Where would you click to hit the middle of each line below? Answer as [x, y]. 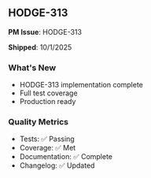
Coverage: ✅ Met [48, 148]
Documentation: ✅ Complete [66, 157]
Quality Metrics [39, 122]
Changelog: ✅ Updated [57, 165]
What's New [32, 68]
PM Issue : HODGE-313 [45, 32]
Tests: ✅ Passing [47, 139]
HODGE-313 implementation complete [81, 85]
